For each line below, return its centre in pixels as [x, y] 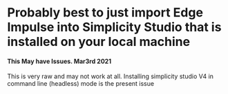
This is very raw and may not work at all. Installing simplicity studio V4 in [111, 76]
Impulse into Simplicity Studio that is [114, 27]
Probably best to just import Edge [105, 13]
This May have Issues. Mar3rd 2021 [59, 61]
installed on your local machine [99, 42]
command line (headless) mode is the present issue [80, 84]
